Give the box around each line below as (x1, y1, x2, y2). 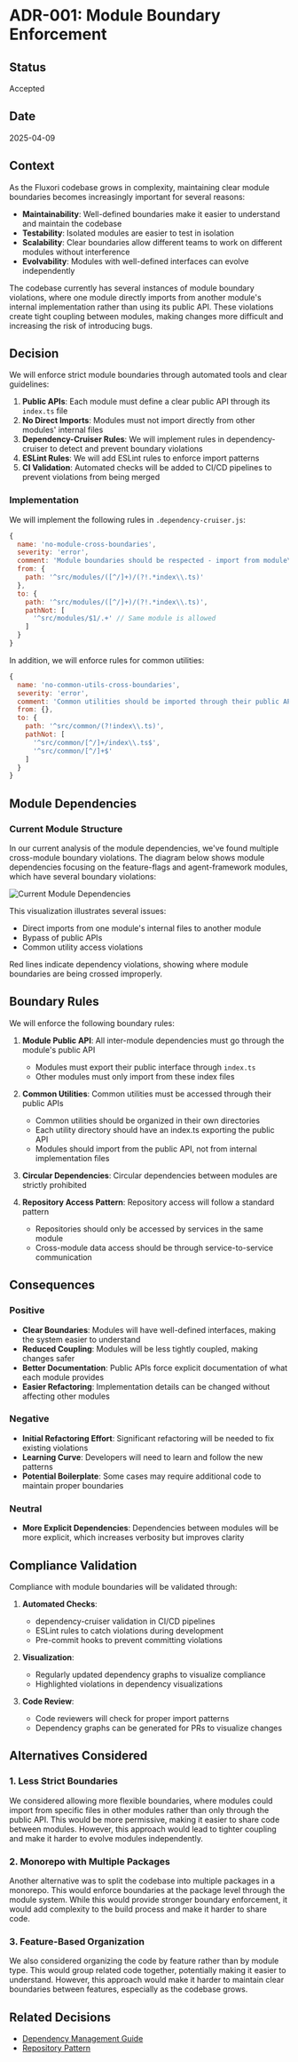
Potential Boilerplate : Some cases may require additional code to (21, 1471, 262, 1481)
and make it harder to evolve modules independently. (9, 1833, 204, 1843)
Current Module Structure (9, 822, 123, 835)
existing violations (21, 1442, 89, 1453)
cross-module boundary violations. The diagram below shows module (9, 853, 265, 863)
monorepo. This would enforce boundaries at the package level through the (9, 1884, 286, 1895)
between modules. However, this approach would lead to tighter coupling (9, 1824, 277, 1834)
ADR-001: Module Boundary (9, 5, 221, 26)
